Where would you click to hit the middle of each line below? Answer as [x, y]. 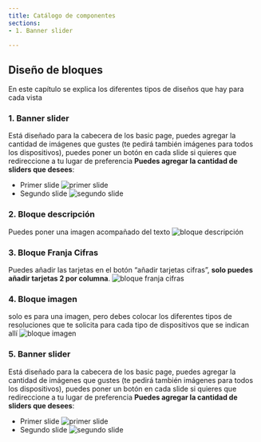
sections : [25, 23]
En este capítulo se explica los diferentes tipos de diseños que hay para [126, 90]
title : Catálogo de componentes [62, 16]
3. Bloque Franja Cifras [53, 253]
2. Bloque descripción [52, 214]
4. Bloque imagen [43, 299]
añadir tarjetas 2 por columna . [59, 279]
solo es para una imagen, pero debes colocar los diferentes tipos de [121, 317]
